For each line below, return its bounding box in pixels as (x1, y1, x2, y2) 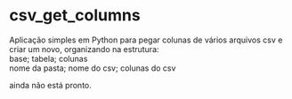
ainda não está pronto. (9, 80, 92, 90)
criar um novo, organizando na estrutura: (9, 43, 159, 54)
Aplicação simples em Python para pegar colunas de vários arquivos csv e (9, 34, 283, 45)
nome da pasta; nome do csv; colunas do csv (9, 63, 176, 73)
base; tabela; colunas (9, 53, 88, 64)
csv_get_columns (9, 5, 141, 26)
